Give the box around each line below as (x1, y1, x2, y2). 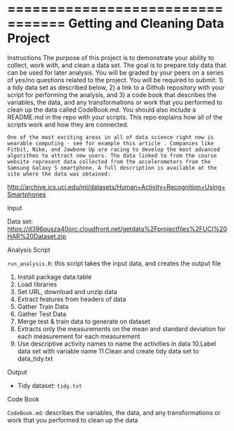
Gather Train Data (17, 302, 68, 311)
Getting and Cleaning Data (68, 15, 225, 31)
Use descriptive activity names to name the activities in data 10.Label (17, 339, 217, 348)
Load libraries (17, 280, 57, 288)
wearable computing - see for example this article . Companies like (7, 140, 214, 147)
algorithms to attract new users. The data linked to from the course (7, 152, 217, 159)
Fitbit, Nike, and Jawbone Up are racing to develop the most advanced (7, 146, 220, 153)
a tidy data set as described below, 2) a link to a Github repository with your (7, 83, 225, 92)
